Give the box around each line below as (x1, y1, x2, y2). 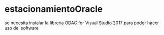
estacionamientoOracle (4, 3, 103, 15)
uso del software (4, 25, 39, 31)
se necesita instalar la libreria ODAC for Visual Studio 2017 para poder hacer (4, 20, 159, 26)
